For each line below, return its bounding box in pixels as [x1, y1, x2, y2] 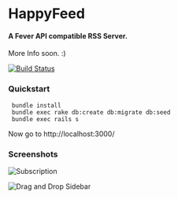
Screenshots [8, 149, 58, 160]
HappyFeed [8, 5, 85, 23]
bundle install [11, 101, 61, 109]
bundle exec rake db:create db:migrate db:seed [11, 108, 171, 116]
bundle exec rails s [11, 115, 80, 123]
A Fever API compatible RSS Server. [8, 31, 128, 40]
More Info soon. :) [8, 49, 66, 58]
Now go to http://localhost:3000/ [8, 129, 115, 138]
